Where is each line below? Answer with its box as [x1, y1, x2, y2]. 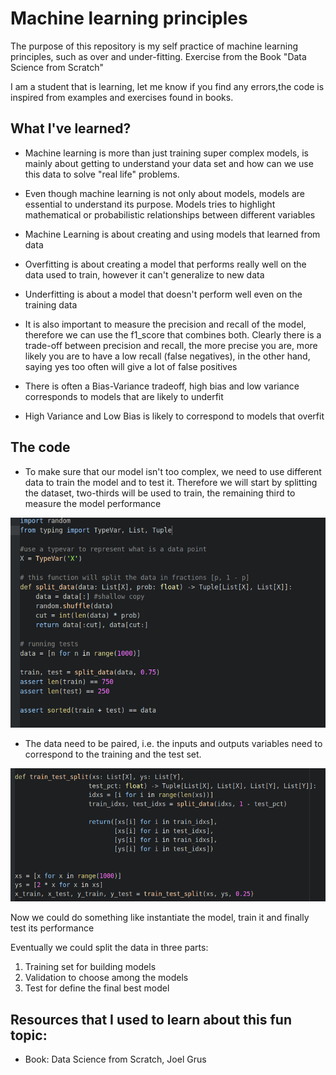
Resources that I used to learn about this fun [10, 1011, 292, 1028]
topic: [10, 1027, 48, 1044]
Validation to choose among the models [24, 972, 189, 984]
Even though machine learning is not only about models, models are [24, 187, 305, 199]
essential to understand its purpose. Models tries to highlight [24, 198, 276, 210]
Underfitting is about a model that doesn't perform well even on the [24, 288, 303, 300]
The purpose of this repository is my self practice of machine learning [10, 40, 299, 52]
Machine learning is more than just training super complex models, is [24, 147, 309, 159]
